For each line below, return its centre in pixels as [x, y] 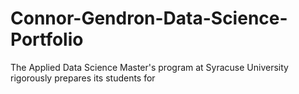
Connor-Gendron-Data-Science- [149, 18]
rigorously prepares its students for [83, 78]
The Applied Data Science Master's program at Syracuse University [149, 67]
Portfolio [47, 39]
